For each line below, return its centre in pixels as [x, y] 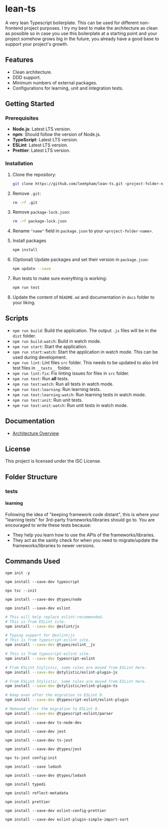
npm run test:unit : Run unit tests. [48, 400]
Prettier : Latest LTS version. [41, 150]
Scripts [17, 318]
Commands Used [33, 561]
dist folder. [24, 336]
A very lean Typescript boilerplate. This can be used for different [72, 23]
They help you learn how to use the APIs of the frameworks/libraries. [83, 535]
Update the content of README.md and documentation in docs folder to [83, 297]
